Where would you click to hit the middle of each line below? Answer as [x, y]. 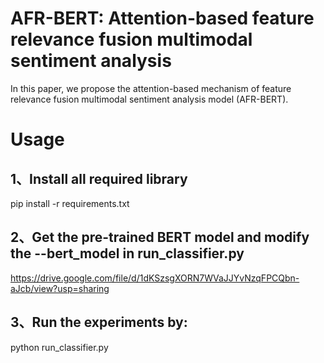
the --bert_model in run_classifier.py [127, 253]
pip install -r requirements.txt [70, 203]
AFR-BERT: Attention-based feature [162, 18]
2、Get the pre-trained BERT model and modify [160, 237]
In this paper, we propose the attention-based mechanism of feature [151, 88]
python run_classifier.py [59, 347]
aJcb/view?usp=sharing [60, 288]
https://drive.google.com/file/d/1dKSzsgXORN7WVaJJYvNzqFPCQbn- [155, 278]
